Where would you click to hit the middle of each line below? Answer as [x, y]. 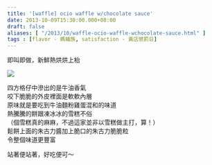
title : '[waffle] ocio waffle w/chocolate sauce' [80, 14]
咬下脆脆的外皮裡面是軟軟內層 [50, 96]
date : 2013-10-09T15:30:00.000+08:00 [62, 20]
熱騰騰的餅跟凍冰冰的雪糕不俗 [50, 114]
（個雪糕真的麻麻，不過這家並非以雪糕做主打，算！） [83, 123]
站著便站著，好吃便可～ [41, 155]
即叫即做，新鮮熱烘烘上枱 [44, 60]
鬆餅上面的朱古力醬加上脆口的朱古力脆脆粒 [68, 131]
